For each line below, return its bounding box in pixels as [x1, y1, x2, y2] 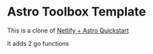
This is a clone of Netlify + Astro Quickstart [7, 26, 129, 34]
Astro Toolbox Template [7, 4, 146, 20]
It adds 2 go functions [7, 39, 69, 47]
